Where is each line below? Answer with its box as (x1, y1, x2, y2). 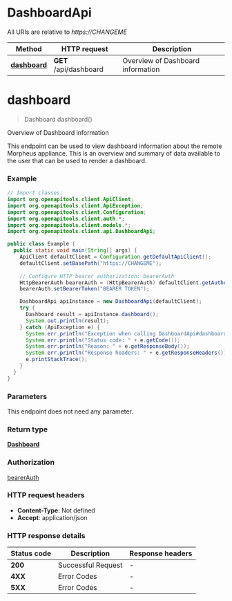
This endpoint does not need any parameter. (7, 407, 133, 416)
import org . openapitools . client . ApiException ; (7, 202, 144, 209)
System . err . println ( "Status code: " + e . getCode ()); (25, 337, 181, 344)
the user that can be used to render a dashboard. (7, 156, 147, 165)
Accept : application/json (17, 513, 88, 521)
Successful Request (57, 560, 123, 570)
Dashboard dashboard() (23, 115, 93, 123)
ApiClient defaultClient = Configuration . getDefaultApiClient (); (19, 254, 212, 261)
